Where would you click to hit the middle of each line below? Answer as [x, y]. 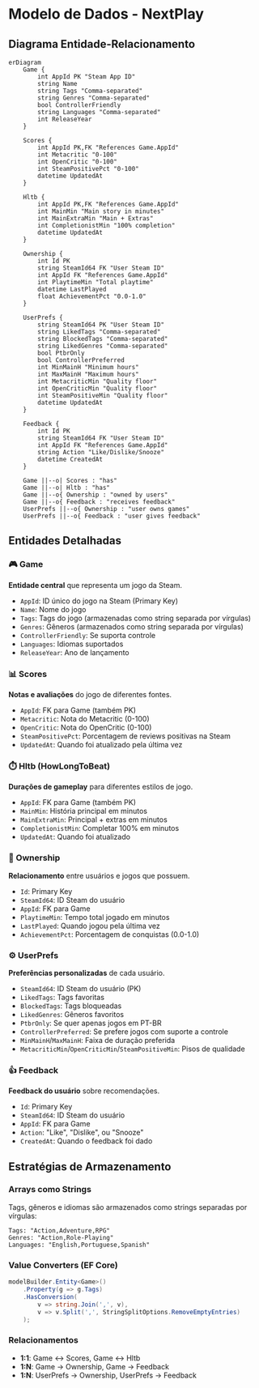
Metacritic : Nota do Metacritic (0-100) [85, 718]
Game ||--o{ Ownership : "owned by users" [96, 495]
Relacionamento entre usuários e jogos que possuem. [99, 875]
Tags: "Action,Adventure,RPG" [59, 1230]
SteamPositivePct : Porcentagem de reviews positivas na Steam [125, 736]
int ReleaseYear [65, 119]
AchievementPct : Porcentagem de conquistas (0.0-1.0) [110, 934]
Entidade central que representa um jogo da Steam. [96, 585]
